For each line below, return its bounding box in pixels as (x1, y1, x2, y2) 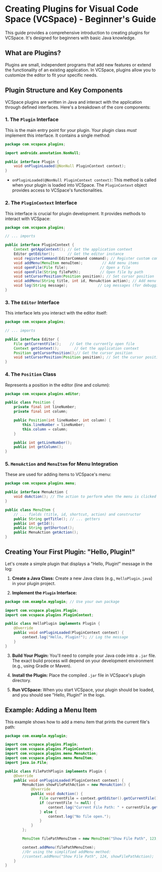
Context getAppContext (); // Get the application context (13, 247, 133, 252)
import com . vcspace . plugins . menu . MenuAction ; (5, 751, 98, 756)
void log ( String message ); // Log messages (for (13, 283, 141, 288)
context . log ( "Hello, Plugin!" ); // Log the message (22, 635, 129, 640)
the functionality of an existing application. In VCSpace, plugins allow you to (5, 67, 156, 73)
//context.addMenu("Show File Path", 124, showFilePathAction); (22, 854, 154, 859)
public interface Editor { (5, 337, 59, 342)
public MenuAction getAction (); (13, 530, 79, 535)
